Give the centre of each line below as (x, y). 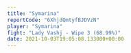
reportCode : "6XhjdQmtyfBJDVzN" (53, 20)
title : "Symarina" (33, 13)
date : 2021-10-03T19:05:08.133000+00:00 (66, 39)
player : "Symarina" (35, 26)
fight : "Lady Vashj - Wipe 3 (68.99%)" (64, 33)
